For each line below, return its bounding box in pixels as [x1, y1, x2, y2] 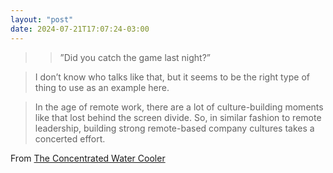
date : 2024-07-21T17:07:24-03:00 [10, 24, 150, 34]
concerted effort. [34, 132, 106, 145]
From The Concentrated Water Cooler [10, 152, 166, 164]
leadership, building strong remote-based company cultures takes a [34, 122, 315, 134]
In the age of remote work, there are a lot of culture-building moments [34, 101, 324, 113]
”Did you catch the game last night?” [59, 51, 211, 63]
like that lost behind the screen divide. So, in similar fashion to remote [34, 111, 322, 123]
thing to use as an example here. [34, 81, 170, 93]
